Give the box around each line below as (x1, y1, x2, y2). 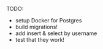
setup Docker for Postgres (15, 17, 82, 24)
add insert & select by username (15, 30, 97, 37)
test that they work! (15, 36, 64, 43)
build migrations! (15, 24, 58, 30)
